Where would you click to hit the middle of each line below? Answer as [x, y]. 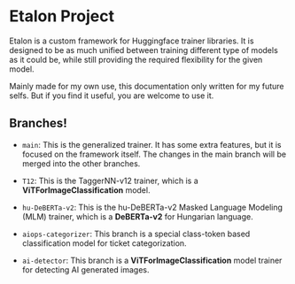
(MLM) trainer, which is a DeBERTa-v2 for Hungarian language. [138, 216]
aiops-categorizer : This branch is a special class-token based [136, 234]
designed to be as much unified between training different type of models [144, 50]
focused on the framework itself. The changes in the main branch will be [154, 154]
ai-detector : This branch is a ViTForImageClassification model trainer [152, 260]
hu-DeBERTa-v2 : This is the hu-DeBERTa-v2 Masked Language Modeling [152, 207]
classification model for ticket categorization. [105, 243]
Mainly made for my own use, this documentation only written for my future [147, 86]
